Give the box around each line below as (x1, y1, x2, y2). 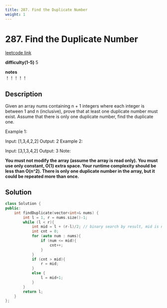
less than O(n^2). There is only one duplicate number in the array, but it (5, 168, 155, 174)
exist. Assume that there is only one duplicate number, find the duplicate (5, 114, 154, 120)
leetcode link (5, 50, 31, 56)
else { (31, 271, 46, 276)
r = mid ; (40, 261, 59, 267)
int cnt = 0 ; (31, 229, 59, 234)
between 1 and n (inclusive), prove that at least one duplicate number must (5, 108, 158, 115)
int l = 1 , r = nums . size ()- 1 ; (23, 215, 88, 220)
